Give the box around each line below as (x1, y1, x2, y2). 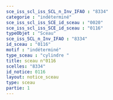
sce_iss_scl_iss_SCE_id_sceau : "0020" (6, 19, 104, 25)
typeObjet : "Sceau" (6, 31, 57, 36)
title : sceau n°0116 (6, 58, 57, 64)
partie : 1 (6, 85, 30, 91)
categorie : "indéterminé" (6, 14, 72, 20)
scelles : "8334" (6, 63, 46, 69)
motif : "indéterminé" (6, 47, 61, 53)
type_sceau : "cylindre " (6, 52, 69, 58)
